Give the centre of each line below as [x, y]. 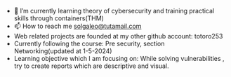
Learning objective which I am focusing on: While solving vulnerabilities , [119, 58]
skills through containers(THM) [59, 18]
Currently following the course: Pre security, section [89, 43]
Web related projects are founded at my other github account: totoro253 [118, 36]
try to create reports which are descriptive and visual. [91, 66]
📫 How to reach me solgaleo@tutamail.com [78, 26]
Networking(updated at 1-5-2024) [63, 51]
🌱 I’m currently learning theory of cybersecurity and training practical [114, 11]
